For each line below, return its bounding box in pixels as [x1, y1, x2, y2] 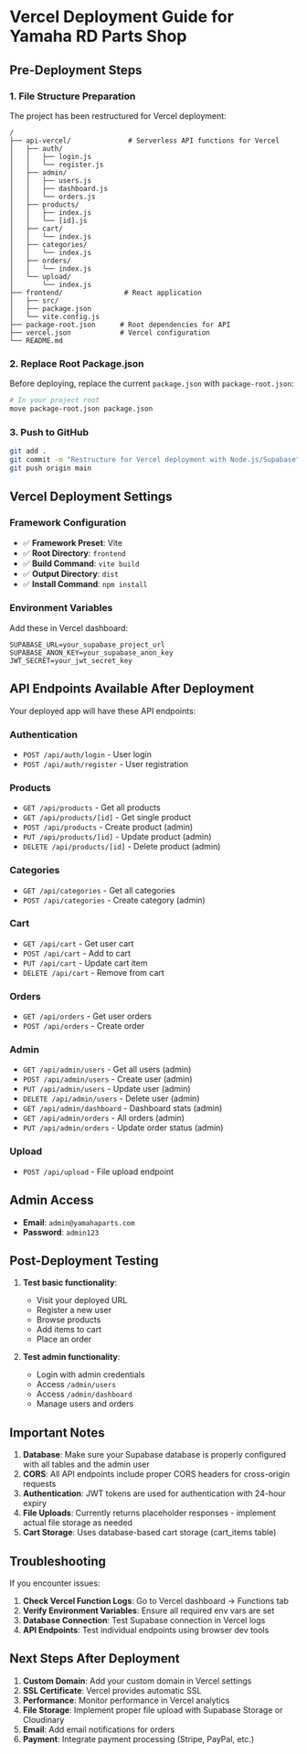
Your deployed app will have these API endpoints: [9, 705, 196, 716]
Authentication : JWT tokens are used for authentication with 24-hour [22, 1488, 286, 1499]
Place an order [36, 1333, 92, 1345]
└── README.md [9, 336, 64, 345]
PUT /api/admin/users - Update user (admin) [22, 1084, 191, 1095]
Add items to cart [36, 1324, 102, 1335]
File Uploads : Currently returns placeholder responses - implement [22, 1507, 277, 1519]
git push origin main [9, 464, 92, 473]
